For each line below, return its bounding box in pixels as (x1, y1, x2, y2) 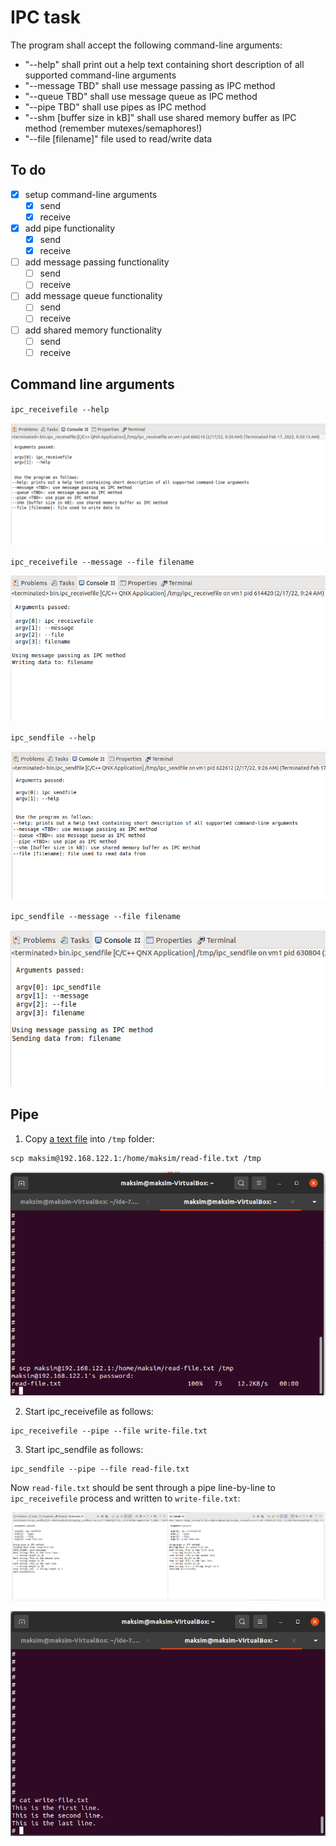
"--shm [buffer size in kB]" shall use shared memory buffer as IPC (24, 111, 297, 123)
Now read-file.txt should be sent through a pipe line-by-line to (10, 1482, 276, 1494)
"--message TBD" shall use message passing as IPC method (24, 79, 276, 91)
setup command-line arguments (24, 188, 158, 200)
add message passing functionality (24, 256, 170, 268)
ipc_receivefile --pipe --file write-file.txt (10, 1426, 208, 1436)
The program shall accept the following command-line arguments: (10, 39, 283, 51)
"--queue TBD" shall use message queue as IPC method (24, 90, 258, 102)
